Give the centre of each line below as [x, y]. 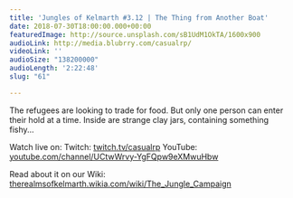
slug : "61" [30, 77]
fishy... [22, 129]
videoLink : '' [36, 52]
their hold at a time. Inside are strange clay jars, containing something [139, 119]
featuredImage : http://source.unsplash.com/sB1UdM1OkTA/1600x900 [135, 34]
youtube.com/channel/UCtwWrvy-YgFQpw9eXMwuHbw [114, 156]
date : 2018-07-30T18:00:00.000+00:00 [80, 26]
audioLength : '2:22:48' [54, 69]
